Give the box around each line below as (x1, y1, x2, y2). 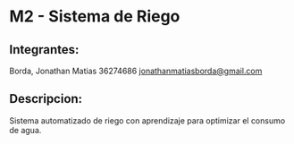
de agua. (9, 124, 42, 135)
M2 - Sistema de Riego (9, 6, 181, 27)
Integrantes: (9, 42, 80, 57)
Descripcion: (9, 91, 83, 106)
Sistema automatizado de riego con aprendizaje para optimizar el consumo (9, 114, 286, 126)
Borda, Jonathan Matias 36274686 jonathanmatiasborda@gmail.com (9, 65, 263, 76)
